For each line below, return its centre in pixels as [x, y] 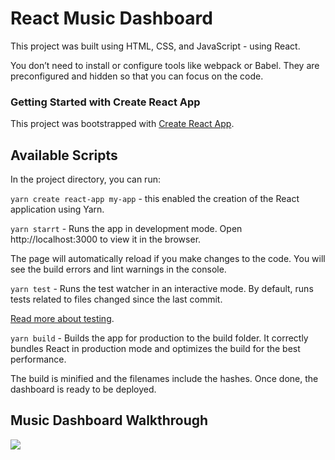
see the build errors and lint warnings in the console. [118, 269]
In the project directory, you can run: [85, 179]
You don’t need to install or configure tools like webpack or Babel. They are [165, 65]
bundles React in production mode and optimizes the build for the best [155, 349]
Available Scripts [64, 155]
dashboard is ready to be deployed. [83, 389]
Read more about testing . [62, 319]
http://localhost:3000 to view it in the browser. [106, 239]
